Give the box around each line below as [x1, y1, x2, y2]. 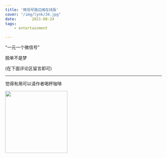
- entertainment [14, 26, 48, 31]
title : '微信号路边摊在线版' [5, 7, 59, 12]
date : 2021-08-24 [5, 16, 55, 21]
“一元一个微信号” [5, 44, 40, 50]
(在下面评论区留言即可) [5, 66, 52, 72]
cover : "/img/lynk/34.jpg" [5, 12, 61, 17]
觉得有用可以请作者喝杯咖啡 [5, 80, 62, 87]
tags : [5, 21, 16, 26]
